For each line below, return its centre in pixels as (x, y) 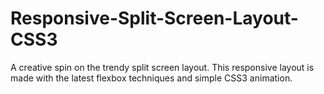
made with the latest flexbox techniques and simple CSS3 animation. (151, 78)
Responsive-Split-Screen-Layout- (154, 18)
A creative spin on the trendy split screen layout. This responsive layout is (162, 67)
